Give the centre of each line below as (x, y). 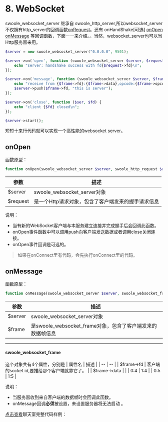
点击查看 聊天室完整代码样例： (36, 414)
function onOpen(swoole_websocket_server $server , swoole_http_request (81, 169)
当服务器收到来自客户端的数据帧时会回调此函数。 (63, 397)
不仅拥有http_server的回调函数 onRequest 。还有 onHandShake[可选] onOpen (84, 29)
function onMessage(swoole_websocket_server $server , (62, 293)
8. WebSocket (35, 9)
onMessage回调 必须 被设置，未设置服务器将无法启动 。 (69, 404)
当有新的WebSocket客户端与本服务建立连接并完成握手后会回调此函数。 (85, 226)
